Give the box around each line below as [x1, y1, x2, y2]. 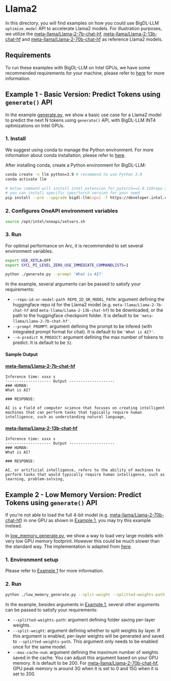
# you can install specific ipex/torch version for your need [5, 191, 140, 196]
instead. [5, 523, 22, 529]
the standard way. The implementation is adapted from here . [5, 543, 132, 549]
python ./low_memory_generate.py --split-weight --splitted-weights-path [5, 592, 165, 597]
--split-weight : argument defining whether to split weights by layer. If [12, 627, 160, 634]
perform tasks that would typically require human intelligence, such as [5, 472, 165, 477]
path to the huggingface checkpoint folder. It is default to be [12, 312, 139, 319]
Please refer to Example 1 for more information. [5, 568, 104, 574]
